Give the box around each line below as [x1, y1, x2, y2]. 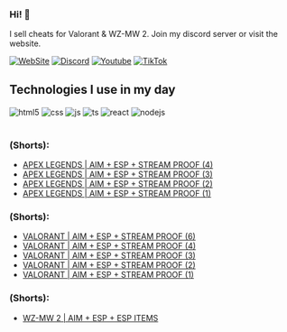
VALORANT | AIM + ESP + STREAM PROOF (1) [22, 270, 194, 281]
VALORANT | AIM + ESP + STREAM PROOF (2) [22, 260, 196, 271]
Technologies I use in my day [9, 81, 176, 97]
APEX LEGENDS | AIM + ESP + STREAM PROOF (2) [22, 179, 214, 189]
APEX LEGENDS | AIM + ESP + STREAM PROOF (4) [22, 160, 214, 171]
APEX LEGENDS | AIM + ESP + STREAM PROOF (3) [22, 169, 214, 180]
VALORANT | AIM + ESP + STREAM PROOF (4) [22, 241, 197, 252]
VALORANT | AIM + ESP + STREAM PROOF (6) [22, 231, 196, 242]
